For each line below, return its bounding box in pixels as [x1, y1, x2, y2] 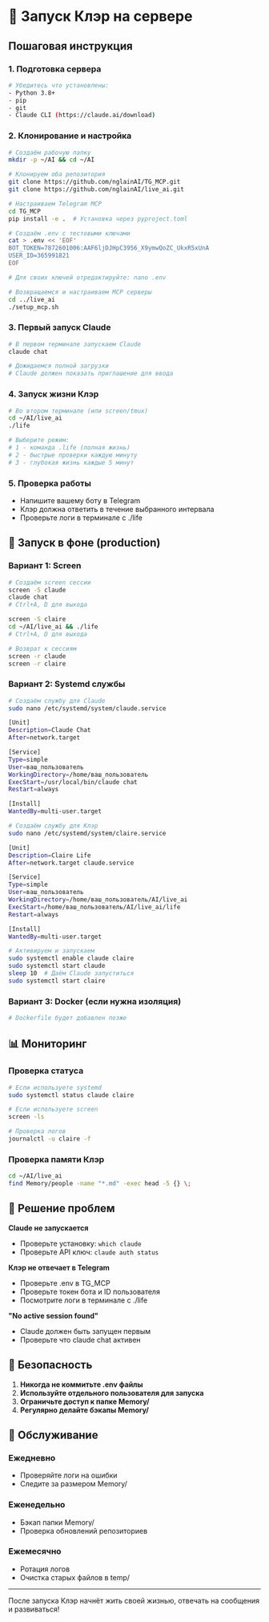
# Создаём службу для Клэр [8, 822, 98, 830]
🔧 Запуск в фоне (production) [8, 536, 161, 550]
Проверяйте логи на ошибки [19, 1470, 118, 1480]
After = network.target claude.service [8, 859, 134, 867]
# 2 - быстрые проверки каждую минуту [8, 451, 138, 459]
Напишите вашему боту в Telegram [19, 495, 141, 505]
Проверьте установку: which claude [19, 1238, 142, 1248]
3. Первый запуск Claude [8, 322, 111, 333]
